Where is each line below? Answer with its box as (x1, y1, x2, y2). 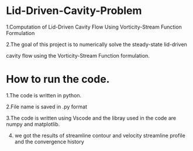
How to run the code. (6, 73, 110, 86)
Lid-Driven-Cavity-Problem (6, 4, 142, 17)
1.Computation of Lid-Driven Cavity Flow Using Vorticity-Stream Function (6, 23, 182, 30)
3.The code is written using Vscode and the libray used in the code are (6, 114, 177, 121)
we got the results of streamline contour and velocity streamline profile (14, 132, 185, 139)
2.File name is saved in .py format (6, 103, 88, 110)
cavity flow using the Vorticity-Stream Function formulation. (6, 52, 150, 59)
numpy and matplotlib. (6, 121, 60, 128)
